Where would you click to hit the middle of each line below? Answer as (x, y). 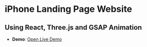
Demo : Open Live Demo (37, 39)
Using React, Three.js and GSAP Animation (73, 27)
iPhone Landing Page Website (68, 9)
